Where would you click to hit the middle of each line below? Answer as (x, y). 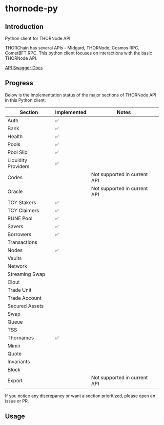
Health (15, 136)
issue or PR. (17, 401)
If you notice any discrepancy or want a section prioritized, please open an (80, 396)
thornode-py (31, 9)
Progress (19, 83)
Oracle (15, 191)
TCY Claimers (23, 210)
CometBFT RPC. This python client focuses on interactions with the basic (79, 53)
